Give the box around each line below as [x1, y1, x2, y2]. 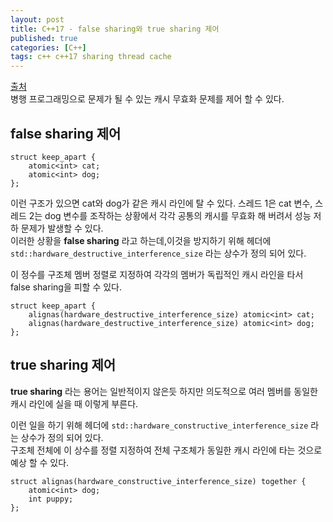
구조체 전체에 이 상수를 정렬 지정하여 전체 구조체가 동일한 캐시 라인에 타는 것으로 [10, 444, 323, 456]
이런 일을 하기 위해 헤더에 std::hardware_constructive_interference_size [10, 419, 309, 431]
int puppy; [28, 494, 74, 504]
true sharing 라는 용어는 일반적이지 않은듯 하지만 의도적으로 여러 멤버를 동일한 [10, 385, 318, 397]
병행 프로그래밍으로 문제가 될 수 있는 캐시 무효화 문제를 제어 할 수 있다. [10, 93, 285, 105]
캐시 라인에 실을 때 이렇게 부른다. [10, 397, 139, 410]
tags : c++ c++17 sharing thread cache [10, 52, 172, 62]
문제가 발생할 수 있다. [20, 222, 104, 234]
